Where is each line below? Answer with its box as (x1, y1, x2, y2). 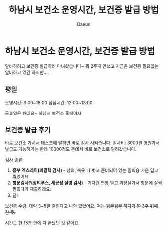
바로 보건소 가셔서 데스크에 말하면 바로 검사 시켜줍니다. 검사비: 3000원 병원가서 (5, 140, 160, 146)
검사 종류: (5, 157, 24, 163)
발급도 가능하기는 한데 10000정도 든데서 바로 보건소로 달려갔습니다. (5, 146, 137, 152)
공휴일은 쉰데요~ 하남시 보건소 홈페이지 (5, 110, 81, 116)
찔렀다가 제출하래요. (12, 186, 51, 192)
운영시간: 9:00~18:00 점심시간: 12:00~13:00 (5, 99, 93, 105)
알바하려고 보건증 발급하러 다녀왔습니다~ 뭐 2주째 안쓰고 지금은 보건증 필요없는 (5, 63, 159, 69)
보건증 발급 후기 (5, 125, 51, 134)
